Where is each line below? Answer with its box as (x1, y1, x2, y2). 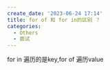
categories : (7, 23, 41, 30)
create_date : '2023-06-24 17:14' (7, 10, 103, 17)
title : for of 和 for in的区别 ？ (7, 16, 101, 23)
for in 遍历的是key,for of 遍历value (7, 56, 104, 64)
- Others (13, 29, 38, 36)
